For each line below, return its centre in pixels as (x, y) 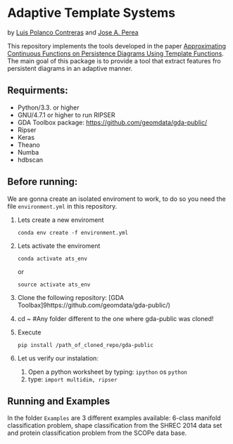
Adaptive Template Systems (92, 13)
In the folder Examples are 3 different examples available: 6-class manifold (114, 418)
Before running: (43, 182)
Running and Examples (59, 401)
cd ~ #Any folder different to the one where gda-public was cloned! (115, 318)
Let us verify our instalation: (58, 358)
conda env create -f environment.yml (73, 233)
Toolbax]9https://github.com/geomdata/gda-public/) (94, 305)
